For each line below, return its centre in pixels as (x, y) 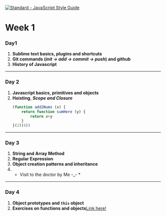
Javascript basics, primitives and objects (55, 93)
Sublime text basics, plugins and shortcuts (57, 54)
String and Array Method (38, 154)
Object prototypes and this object (48, 203)
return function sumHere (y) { (54, 111)
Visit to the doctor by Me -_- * (50, 175)
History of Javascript (34, 64)
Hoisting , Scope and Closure (42, 98)
